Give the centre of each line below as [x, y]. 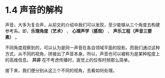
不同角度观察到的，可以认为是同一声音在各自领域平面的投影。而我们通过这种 [82, 47]
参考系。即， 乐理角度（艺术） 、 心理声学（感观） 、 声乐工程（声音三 [76, 31]
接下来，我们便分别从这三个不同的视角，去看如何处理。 [61, 70]
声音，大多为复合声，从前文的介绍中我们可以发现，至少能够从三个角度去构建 [82, 25]
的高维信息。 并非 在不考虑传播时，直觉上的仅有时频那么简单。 [69, 60]
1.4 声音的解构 [34, 10]
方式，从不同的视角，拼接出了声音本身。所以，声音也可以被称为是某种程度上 [82, 54]
